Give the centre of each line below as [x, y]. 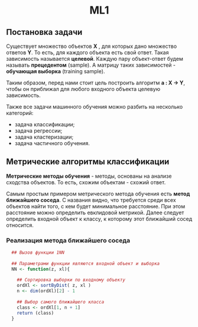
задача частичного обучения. [52, 143]
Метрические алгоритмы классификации [88, 162]
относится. [20, 225]
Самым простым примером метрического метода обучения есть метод [98, 194]
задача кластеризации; [44, 137]
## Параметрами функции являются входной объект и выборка [86, 263]
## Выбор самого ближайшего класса [61, 302]
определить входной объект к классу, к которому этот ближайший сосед [99, 218]
